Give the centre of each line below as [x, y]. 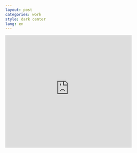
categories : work [23, 14]
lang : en [14, 24]
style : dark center [26, 19]
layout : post [19, 10]
